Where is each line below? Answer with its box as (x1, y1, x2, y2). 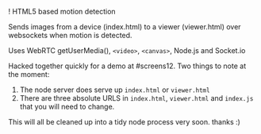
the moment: (8, 70, 50, 78)
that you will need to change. (19, 102, 115, 111)
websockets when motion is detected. (8, 31, 132, 40)
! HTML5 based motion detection (8, 7, 117, 16)
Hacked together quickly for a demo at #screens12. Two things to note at (8, 61, 247, 71)
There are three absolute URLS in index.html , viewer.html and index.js (19, 94, 254, 102)
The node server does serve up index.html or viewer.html (19, 85, 210, 94)
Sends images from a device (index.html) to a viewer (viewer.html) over (8, 22, 241, 31)
